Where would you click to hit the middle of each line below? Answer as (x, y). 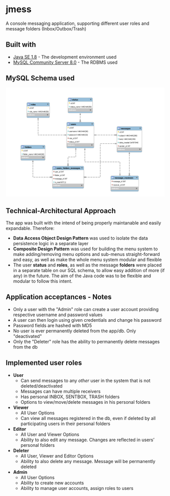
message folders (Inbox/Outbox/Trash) (46, 28)
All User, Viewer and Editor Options (57, 456)
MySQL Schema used (40, 78)
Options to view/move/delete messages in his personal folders (86, 402)
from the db (25, 347)
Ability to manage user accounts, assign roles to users (77, 488)
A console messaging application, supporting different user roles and (77, 23)
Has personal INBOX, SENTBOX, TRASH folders (70, 397)
